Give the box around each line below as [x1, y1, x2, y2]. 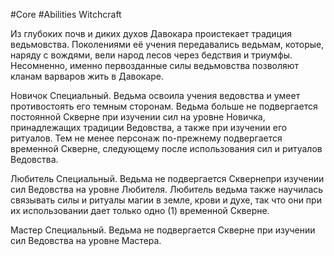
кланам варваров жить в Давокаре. [10, 70, 165, 82]
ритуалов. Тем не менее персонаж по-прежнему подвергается [10, 132, 283, 144]
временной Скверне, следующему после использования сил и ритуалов [10, 143, 323, 154]
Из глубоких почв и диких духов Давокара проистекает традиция [10, 28, 293, 39]
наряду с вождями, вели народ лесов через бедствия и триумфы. [10, 49, 293, 61]
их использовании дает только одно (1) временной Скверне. [10, 205, 270, 216]
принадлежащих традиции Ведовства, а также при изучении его [10, 122, 288, 133]
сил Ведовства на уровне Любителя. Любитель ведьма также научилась [10, 184, 324, 195]
